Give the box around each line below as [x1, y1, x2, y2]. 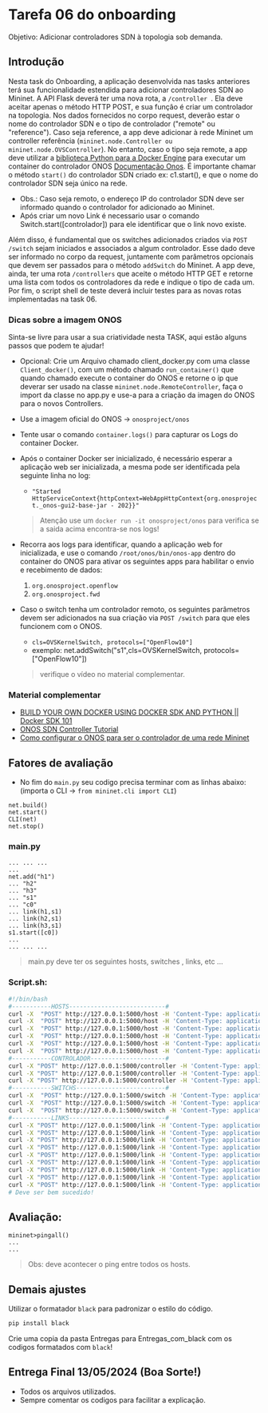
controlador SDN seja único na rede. [8, 178, 128, 188]
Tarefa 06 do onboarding [8, 6, 176, 24]
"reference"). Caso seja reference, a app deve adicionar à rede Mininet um [8, 127, 254, 137]
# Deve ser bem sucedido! [8, 1188, 94, 1196]
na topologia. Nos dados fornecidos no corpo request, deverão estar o [8, 110, 241, 120]
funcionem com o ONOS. [19, 622, 102, 631]
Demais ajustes [8, 1283, 86, 1296]
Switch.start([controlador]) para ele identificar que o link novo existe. [19, 219, 247, 229]
